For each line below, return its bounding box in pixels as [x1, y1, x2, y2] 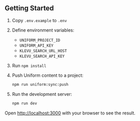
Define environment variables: [12, 27, 75, 33]
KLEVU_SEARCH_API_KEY [19, 54, 65, 59]
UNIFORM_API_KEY [19, 43, 54, 48]
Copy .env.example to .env [12, 17, 67, 23]
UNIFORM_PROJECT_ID [19, 38, 61, 43]
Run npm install [12, 62, 47, 68]
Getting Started [5, 4, 54, 13]
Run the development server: [12, 91, 72, 97]
